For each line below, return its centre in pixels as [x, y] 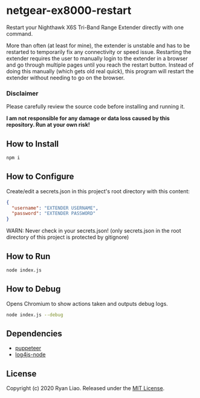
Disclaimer [22, 93]
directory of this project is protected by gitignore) [68, 237]
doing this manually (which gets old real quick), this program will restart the [100, 71]
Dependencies [34, 333]
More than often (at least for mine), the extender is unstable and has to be [98, 45]
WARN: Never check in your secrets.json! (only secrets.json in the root [94, 231]
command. [20, 33]
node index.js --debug [35, 315]
